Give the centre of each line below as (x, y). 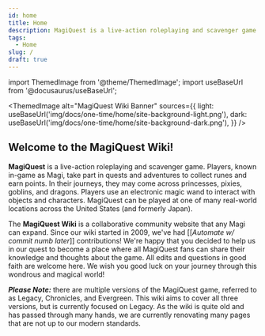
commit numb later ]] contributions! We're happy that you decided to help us (132, 240)
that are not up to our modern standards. (74, 323)
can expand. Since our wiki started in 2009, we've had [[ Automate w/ (121, 232)
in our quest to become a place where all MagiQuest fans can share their (127, 249)
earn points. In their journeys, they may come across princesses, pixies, (125, 183)
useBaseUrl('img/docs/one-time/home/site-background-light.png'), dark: (128, 114)
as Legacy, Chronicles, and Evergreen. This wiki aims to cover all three (123, 298)
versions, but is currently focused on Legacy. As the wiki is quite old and (126, 306)
